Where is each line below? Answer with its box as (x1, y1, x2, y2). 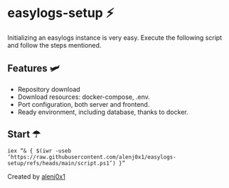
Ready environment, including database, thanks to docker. (17, 108, 188, 116)
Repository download (17, 85, 80, 93)
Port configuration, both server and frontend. (17, 100, 150, 108)
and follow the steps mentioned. (7, 41, 102, 49)
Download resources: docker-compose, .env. (17, 93, 151, 101)
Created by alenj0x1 (7, 172, 65, 181)
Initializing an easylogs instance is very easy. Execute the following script (7, 33, 223, 42)
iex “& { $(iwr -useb (7, 147, 72, 155)
